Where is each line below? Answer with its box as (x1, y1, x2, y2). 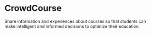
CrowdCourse (4, 3, 62, 14)
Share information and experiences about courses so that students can (4, 18, 146, 24)
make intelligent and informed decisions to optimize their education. (4, 23, 140, 29)
